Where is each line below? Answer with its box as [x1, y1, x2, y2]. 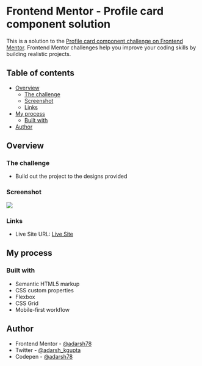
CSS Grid [15, 300, 38, 307]
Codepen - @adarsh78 [15, 353, 73, 360]
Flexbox [15, 293, 35, 300]
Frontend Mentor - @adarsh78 [15, 340, 92, 347]
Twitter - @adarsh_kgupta [15, 346, 81, 354]
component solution [6, 17, 111, 31]
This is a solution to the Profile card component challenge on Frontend [6, 37, 183, 44]
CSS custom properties [15, 286, 74, 294]
